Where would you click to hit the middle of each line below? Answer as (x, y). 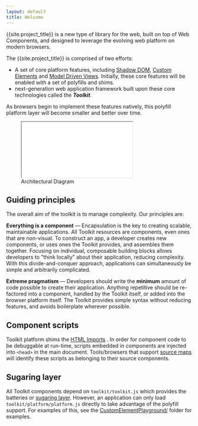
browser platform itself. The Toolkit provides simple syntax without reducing (99, 300)
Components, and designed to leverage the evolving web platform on (90, 40)
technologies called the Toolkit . (53, 95)
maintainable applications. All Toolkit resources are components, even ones (98, 232)
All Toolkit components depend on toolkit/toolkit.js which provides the (96, 391)
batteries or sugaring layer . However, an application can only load (86, 398)
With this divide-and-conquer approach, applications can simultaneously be (99, 263)
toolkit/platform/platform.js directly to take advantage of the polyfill (92, 403)
